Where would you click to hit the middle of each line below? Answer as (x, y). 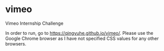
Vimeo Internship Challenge (34, 23)
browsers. (16, 43)
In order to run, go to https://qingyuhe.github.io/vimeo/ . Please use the (79, 33)
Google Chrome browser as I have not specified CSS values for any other (82, 38)
